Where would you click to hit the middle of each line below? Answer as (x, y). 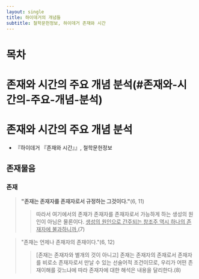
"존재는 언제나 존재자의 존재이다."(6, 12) (68, 242)
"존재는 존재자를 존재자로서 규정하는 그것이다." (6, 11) (83, 201)
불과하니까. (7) (69, 229)
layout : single (25, 12)
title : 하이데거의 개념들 (34, 18)
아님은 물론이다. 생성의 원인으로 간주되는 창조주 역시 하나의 (116, 222)
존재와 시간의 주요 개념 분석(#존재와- (92, 85)
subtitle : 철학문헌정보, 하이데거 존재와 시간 (56, 23)
